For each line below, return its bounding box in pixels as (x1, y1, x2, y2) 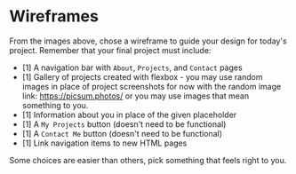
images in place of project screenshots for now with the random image (21, 81, 282, 91)
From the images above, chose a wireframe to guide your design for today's (9, 36, 287, 46)
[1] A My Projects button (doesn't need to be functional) (21, 118, 227, 130)
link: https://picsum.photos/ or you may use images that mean (21, 91, 250, 101)
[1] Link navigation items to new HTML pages (21, 138, 188, 148)
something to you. (21, 99, 89, 110)
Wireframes (9, 6, 100, 27)
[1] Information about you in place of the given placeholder (21, 109, 237, 120)
